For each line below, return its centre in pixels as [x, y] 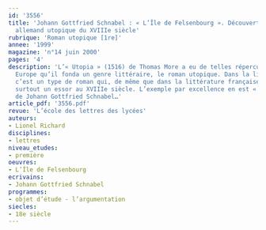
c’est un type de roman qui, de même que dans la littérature [120, 81]
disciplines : [30, 133]
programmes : [28, 192]
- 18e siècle [30, 214]
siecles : [23, 206]
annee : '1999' [32, 45]
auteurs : [23, 119]
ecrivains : [26, 177]
